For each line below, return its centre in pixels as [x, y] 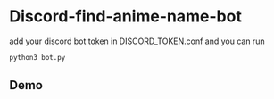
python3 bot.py [37, 57]
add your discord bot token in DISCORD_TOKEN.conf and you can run [137, 41]
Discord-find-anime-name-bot [126, 16]
